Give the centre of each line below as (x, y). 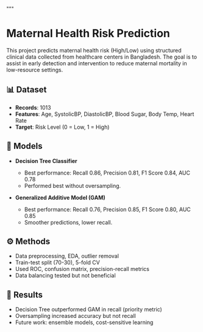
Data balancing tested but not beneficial (65, 276)
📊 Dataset (27, 90)
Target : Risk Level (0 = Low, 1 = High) (62, 127)
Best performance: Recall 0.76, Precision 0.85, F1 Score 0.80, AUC (107, 209)
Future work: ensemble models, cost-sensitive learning (84, 322)
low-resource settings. (35, 70)
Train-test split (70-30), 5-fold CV (58, 262)
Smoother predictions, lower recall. (68, 222)
